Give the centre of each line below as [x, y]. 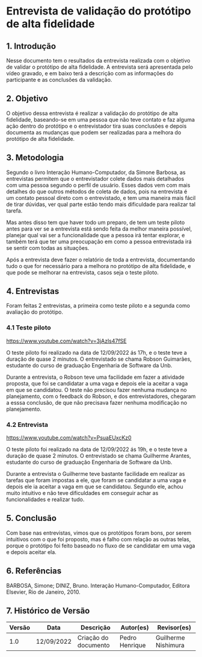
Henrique [133, 646]
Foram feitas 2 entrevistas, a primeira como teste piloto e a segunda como [98, 306]
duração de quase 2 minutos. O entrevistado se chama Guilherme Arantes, [99, 456]
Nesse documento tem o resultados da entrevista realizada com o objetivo [98, 61]
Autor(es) [135, 627]
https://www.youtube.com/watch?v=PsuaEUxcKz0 [69, 438]
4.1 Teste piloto [29, 328]
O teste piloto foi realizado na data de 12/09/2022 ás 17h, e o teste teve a [97, 352]
